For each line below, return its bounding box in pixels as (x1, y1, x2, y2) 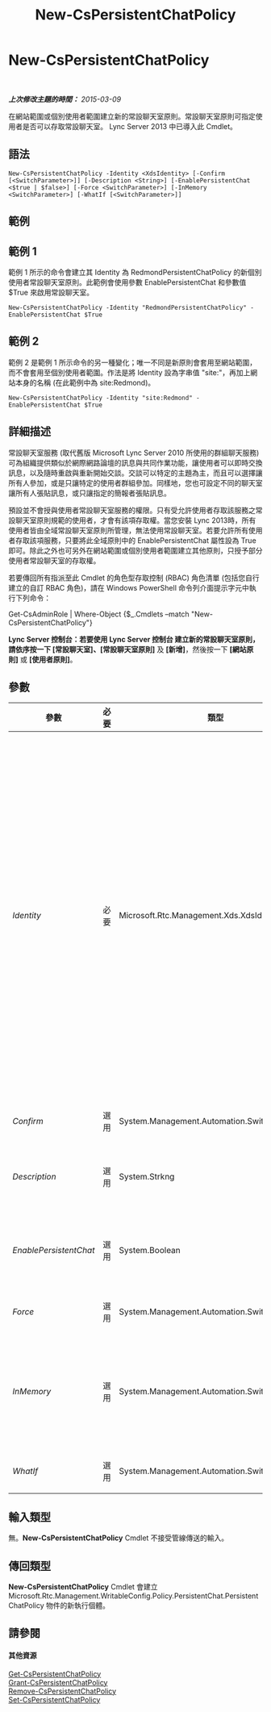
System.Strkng (119, 1171, 175, 1183)
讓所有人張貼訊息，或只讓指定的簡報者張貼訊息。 (8, 488, 171, 498)
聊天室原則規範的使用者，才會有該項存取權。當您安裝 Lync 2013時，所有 (15, 515, 256, 525)
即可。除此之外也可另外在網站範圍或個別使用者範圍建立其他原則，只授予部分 (8, 545, 263, 555)
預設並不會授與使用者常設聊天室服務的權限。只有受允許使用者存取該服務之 (8, 505, 256, 515)
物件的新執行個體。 (45, 1601, 110, 1610)
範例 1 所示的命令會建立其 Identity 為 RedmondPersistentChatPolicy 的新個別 (8, 267, 262, 277)
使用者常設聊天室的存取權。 (8, 555, 101, 566)
